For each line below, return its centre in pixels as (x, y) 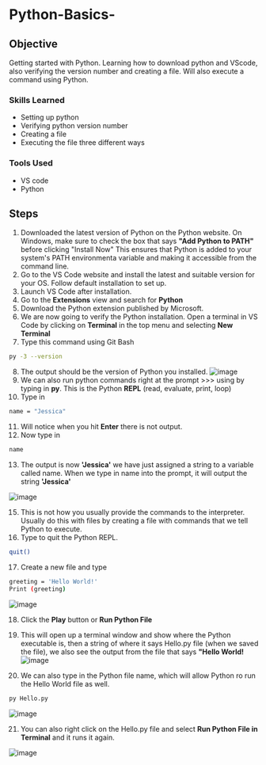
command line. (45, 266)
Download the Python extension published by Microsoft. (112, 308)
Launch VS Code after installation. (76, 291)
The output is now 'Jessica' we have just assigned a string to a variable (137, 465)
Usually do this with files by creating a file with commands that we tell (134, 521)
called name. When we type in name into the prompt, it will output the (134, 474)
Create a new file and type (64, 567)
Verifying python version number (74, 126)
